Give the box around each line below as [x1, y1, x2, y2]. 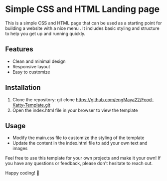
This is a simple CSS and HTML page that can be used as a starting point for [5, 20, 162, 26]
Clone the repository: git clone [12, 96, 75, 103]
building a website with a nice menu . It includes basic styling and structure [5, 25, 160, 31]
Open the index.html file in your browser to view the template [12, 107, 138, 113]
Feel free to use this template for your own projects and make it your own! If [5, 155, 161, 161]
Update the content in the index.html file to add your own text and [12, 140, 148, 146]
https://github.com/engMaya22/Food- [75, 96, 154, 103]
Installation [5, 83, 41, 92]
